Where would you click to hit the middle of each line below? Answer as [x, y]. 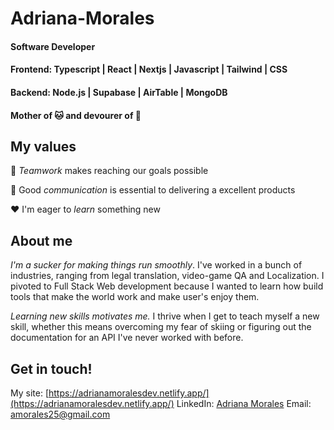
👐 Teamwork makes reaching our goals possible [109, 171]
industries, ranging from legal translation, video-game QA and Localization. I [167, 276]
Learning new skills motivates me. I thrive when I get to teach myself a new [165, 316]
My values [43, 146]
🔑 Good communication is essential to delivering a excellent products [153, 190]
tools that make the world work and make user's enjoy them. [135, 297]
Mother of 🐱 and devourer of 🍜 [76, 115]
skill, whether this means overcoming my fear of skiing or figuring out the [161, 327]
